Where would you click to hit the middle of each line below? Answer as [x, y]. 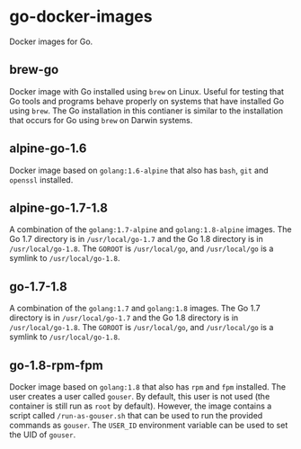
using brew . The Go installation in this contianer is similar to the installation [146, 111]
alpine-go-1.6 [48, 149]
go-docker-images [81, 17]
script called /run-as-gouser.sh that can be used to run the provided [136, 415]
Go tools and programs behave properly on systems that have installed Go [147, 101]
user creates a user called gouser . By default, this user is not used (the [140, 396]
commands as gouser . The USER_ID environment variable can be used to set [149, 425]
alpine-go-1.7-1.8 [58, 207]
